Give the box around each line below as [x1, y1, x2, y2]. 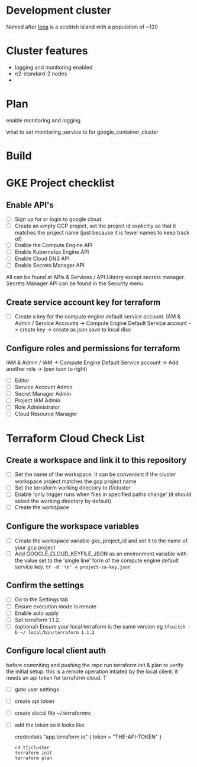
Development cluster [6, 4, 111, 17]
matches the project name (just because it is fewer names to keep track [14, 229, 190, 236]
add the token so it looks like [14, 721, 85, 728]
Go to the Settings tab [14, 596, 69, 603]
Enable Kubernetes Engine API [14, 248, 89, 255]
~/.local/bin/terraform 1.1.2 [20, 629, 95, 636]
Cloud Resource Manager [14, 411, 77, 418]
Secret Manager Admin [14, 390, 72, 397]
